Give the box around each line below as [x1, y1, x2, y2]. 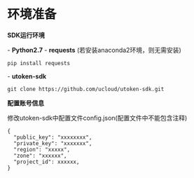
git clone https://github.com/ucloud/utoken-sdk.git [7, 85, 165, 93]
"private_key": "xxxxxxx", [13, 139, 92, 147]
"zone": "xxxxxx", [13, 152, 68, 159]
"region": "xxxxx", [13, 146, 71, 153]
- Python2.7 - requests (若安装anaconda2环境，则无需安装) [7, 46, 181, 54]
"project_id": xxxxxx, [13, 158, 80, 165]
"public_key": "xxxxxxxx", [13, 134, 92, 141]
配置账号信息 [7, 99, 44, 107]
